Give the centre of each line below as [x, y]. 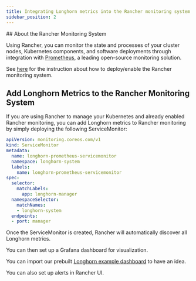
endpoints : [25, 216]
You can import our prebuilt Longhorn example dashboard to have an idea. [96, 262]
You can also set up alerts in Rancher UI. [55, 273]
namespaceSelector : [35, 200]
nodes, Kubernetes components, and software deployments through [89, 51]
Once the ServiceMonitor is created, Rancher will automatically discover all [97, 232]
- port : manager [31, 221]
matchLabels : [33, 189]
